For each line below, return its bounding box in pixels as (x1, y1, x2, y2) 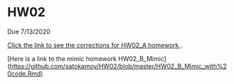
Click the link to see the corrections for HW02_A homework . (7, 41, 183, 49)
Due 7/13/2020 (7, 27, 51, 36)
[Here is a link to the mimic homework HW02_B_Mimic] (7, 54, 167, 63)
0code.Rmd (7, 69, 41, 78)
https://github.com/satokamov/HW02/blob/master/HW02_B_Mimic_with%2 (9, 62, 227, 70)
